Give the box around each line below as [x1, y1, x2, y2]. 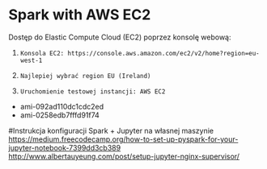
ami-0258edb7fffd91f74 [19, 110, 100, 120]
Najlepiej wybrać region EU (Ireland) [19, 72, 151, 80]
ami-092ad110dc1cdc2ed [19, 101, 104, 111]
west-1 [19, 56, 43, 64]
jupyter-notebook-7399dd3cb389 [8, 142, 121, 152]
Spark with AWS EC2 [8, 6, 151, 24]
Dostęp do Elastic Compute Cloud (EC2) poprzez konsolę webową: [8, 32, 231, 42]
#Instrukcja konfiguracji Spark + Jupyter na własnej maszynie [8, 126, 214, 135]
